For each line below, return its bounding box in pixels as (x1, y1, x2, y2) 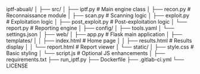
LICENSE (6, 62, 29, 69)
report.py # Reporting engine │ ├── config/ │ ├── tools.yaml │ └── (6, 24, 174, 31)
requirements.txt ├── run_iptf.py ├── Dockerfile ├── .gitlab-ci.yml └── (6, 56, 185, 63)
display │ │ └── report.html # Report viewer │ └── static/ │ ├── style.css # (6, 43, 195, 50)
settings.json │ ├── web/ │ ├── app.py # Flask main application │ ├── (6, 31, 183, 38)
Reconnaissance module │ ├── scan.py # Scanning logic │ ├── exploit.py (6, 12, 189, 19)
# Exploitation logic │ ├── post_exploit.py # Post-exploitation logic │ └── (6, 18, 187, 25)
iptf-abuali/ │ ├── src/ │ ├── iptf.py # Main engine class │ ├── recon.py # (6, 6, 191, 12)
